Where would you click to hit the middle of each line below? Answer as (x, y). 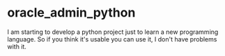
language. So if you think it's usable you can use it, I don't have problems (112, 39)
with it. (17, 46)
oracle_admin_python (71, 13)
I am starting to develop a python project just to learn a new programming (113, 32)
